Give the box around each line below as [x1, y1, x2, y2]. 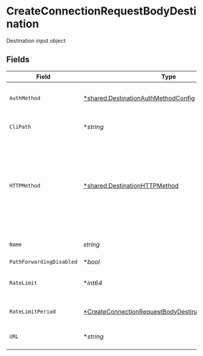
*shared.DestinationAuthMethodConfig [83, 94, 195, 102]
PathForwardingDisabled [9, 258, 78, 265]
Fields [6, 54, 30, 65]
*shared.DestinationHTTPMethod [83, 181, 179, 189]
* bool [83, 258, 100, 266]
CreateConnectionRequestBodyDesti [6, 4, 197, 18]
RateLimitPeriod [9, 308, 56, 315]
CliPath [9, 123, 31, 130]
